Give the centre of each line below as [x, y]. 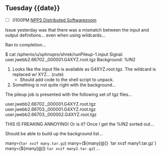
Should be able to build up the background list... [54, 133]
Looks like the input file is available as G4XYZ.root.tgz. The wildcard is [84, 69]
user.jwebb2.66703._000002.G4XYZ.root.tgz [51, 114]
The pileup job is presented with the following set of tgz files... [69, 94]
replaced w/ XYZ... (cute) [38, 74]
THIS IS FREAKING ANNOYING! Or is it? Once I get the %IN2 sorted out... [80, 124]
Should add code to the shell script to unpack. [67, 79]
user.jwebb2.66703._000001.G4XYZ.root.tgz [51, 109]
